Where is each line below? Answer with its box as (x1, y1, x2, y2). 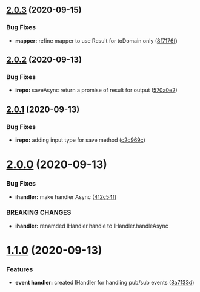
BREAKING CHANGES (6, 208, 72, 217)
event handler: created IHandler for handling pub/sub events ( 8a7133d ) (15, 279, 195, 287)
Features (6, 265, 33, 273)
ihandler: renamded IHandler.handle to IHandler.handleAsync (15, 222, 168, 229)
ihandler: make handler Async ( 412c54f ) (15, 193, 117, 200)
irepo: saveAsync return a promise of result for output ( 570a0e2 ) (15, 86, 178, 94)
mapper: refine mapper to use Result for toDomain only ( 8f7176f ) (15, 36, 178, 44)
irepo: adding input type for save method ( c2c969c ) (15, 136, 145, 144)
